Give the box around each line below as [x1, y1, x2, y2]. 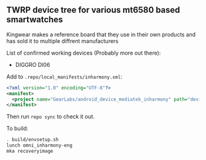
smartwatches [6, 15, 63, 25]
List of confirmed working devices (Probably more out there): [6, 49, 161, 56]
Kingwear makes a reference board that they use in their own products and [6, 31, 196, 38]
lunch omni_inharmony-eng [6, 142, 72, 149]
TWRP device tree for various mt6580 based [6, 5, 180, 15]
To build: [6, 125, 29, 132]
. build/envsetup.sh [6, 137, 59, 143]
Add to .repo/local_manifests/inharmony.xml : [6, 73, 123, 80]
